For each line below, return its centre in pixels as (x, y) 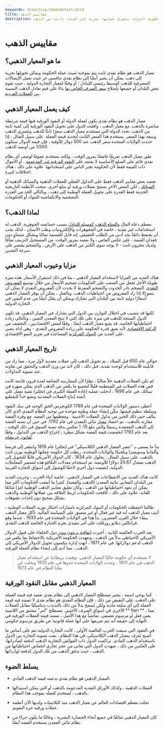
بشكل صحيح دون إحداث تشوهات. (35, 497)
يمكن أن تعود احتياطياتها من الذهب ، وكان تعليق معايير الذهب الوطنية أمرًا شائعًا (76, 487)
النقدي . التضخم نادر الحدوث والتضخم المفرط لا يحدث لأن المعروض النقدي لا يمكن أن (82, 287)
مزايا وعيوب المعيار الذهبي (41, 266)
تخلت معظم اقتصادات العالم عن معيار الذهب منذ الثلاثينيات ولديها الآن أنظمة (81, 703)
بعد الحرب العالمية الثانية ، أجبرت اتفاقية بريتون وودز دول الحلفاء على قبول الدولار (79, 532)
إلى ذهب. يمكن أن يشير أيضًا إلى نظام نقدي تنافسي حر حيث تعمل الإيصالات (73, 78)
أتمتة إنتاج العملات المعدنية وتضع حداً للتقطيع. (46, 396)
